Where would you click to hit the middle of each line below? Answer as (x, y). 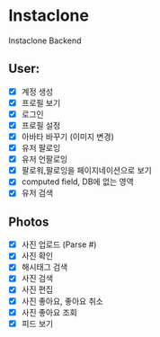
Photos (29, 222)
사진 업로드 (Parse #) (59, 244)
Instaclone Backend (45, 40)
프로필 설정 (41, 125)
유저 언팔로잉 (44, 159)
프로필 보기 (41, 102)
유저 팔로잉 (41, 148)
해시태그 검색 (44, 267)
